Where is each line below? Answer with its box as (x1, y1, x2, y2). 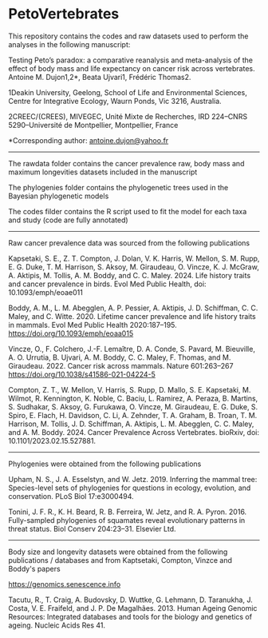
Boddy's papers (8, 564, 61, 573)
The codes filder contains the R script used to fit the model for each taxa (8, 206, 247, 216)
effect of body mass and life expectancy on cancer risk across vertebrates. (8, 63, 255, 73)
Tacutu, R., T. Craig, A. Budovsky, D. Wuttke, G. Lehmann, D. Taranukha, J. (8, 595, 253, 604)
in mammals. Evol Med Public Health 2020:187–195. (8, 320, 177, 329)
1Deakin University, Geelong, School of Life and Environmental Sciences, (8, 87, 247, 97)
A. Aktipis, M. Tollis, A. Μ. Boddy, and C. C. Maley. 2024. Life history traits (8, 270, 251, 280)
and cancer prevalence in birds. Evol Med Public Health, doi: (8, 279, 207, 289)
